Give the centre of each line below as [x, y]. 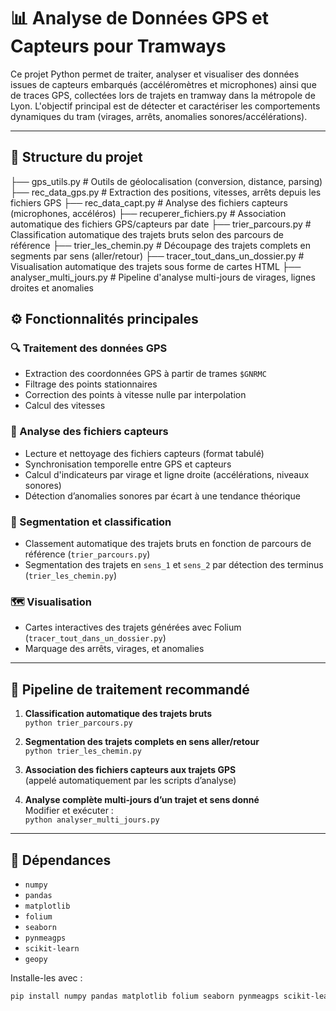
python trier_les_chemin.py [83, 751]
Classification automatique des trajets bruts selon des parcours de [147, 234]
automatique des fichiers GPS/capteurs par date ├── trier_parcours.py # [161, 224]
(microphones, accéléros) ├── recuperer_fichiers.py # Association [148, 213]
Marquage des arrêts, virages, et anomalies [114, 649]
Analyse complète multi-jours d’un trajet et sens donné [142, 800]
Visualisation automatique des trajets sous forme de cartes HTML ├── [156, 266]
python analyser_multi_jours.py [92, 820]
